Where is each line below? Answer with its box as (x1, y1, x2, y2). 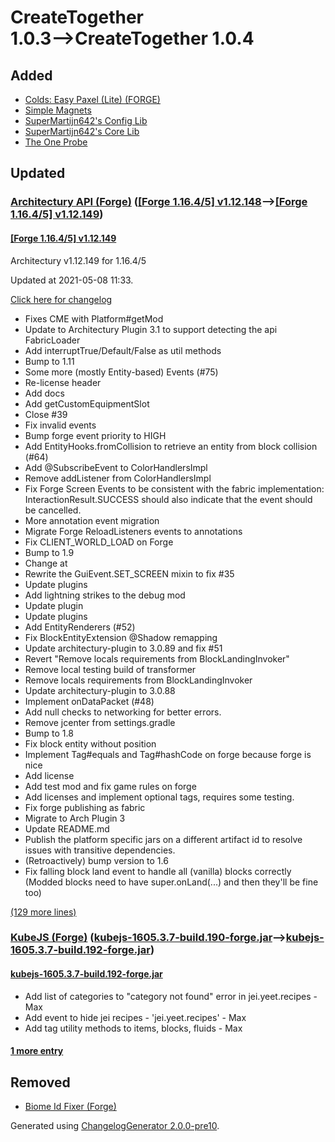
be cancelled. (24, 504, 82, 516)
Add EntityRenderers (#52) (24, 621, 136, 633)
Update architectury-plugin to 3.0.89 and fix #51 (24, 642, 223, 654)
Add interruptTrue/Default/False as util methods (24, 344, 222, 356)
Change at (24, 557, 68, 569)
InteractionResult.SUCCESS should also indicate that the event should (24, 493, 313, 505)
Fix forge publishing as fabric (24, 801, 146, 813)
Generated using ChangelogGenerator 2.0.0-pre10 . (10, 1120, 220, 1132)
